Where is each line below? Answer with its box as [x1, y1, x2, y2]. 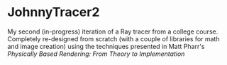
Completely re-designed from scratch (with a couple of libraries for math [7, 34, 220, 43]
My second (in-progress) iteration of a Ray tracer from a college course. [7, 27, 218, 36]
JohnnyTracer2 [7, 4, 100, 20]
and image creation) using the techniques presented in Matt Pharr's [7, 42, 205, 50]
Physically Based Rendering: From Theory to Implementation [7, 50, 185, 58]
